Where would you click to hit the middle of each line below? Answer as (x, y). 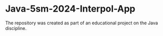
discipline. (16, 28)
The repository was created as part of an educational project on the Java (82, 23)
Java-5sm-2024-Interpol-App (70, 9)
